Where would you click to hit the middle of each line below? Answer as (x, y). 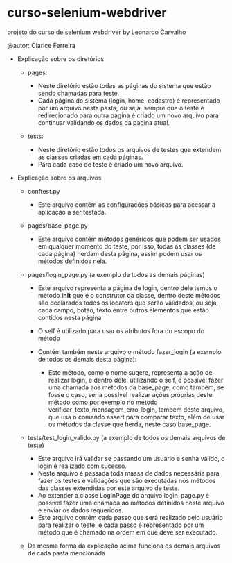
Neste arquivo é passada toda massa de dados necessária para (128, 473)
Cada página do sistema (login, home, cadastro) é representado (129, 100)
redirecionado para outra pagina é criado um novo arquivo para (128, 115)
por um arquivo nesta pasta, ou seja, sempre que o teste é (121, 108)
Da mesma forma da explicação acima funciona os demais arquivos (124, 546)
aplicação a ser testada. (72, 212)
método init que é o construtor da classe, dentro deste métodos (129, 295)
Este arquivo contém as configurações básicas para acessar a (127, 204)
